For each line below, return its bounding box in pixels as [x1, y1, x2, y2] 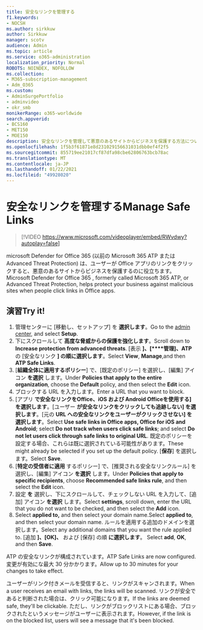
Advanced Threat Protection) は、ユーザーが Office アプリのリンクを [6, 260, 178, 267]
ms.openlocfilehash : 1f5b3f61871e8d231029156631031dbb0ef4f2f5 [6, 143, 169, 150]
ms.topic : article [6, 48, 53, 54]
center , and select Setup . [14, 330, 79, 337]
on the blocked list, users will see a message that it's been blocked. [6, 617, 175, 624]
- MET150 [6, 127, 28, 133]
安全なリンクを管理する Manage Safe [6, 200, 190, 214]
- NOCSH [6, 20, 26, 26]
